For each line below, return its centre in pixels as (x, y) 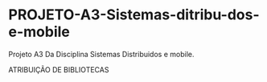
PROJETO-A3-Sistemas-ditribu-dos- (134, 15)
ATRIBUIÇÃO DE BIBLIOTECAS (59, 69)
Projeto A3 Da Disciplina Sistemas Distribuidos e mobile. (101, 54)
